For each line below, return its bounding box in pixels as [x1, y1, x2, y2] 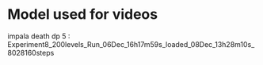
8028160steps [7, 48, 55, 57]
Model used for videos [7, 5, 158, 23]
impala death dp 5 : [7, 31, 71, 41]
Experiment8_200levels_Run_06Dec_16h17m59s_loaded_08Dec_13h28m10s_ [7, 39, 255, 49]
